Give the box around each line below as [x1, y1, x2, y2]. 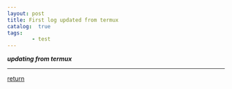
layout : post [7, 10, 45, 17]
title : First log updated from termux [7, 17, 119, 23]
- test [32, 36, 51, 43]
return [7, 75, 25, 83]
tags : [7, 29, 23, 37]
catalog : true [7, 23, 51, 30]
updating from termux [7, 55, 72, 63]
